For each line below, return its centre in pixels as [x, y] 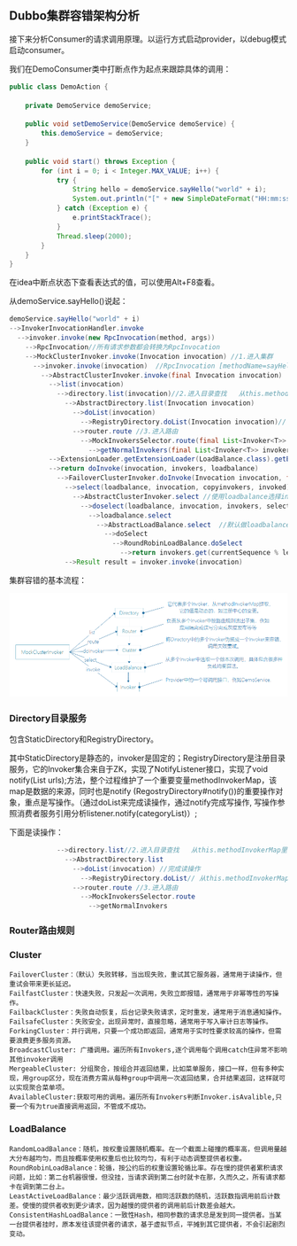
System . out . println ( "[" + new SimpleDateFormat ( [163, 199]
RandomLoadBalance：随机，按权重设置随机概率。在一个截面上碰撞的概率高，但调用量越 [148, 1149]
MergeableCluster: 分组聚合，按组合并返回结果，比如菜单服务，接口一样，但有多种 [144, 1069]
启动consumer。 [39, 50]
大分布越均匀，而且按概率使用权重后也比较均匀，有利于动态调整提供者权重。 [128, 1158]
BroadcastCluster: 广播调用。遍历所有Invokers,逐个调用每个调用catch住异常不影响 [148, 1050]
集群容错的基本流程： [48, 580]
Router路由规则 [42, 931]
